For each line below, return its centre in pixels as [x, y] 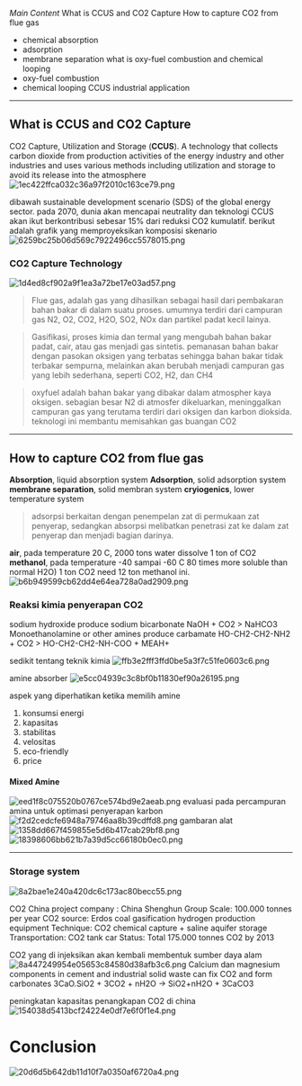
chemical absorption [60, 40]
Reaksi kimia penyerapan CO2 [76, 605]
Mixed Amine [35, 781]
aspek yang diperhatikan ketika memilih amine [95, 696]
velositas [39, 742]
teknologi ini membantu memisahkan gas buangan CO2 [134, 421]
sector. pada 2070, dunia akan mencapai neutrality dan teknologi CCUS [142, 211]
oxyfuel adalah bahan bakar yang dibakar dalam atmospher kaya [151, 393]
